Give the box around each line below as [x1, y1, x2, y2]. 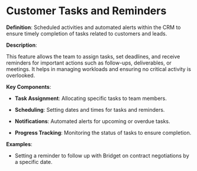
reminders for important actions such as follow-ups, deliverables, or [6, 59, 172, 66]
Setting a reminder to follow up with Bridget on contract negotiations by [14, 152, 189, 159]
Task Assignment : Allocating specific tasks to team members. [14, 95, 167, 102]
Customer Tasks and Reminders [6, 4, 167, 18]
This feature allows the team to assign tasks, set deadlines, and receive [6, 53, 180, 60]
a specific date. [14, 158, 53, 165]
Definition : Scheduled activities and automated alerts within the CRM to [6, 24, 181, 31]
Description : [6, 41, 37, 49]
